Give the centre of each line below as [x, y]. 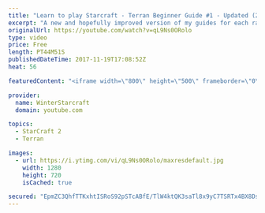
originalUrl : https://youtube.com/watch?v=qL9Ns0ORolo [100, 30]
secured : [22, 197]
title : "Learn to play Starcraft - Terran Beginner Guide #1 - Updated [128, 15]
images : [21, 153]
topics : [21, 124]
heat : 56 [22, 67]
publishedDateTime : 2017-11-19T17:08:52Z [77, 60]
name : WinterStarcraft [52, 103]
